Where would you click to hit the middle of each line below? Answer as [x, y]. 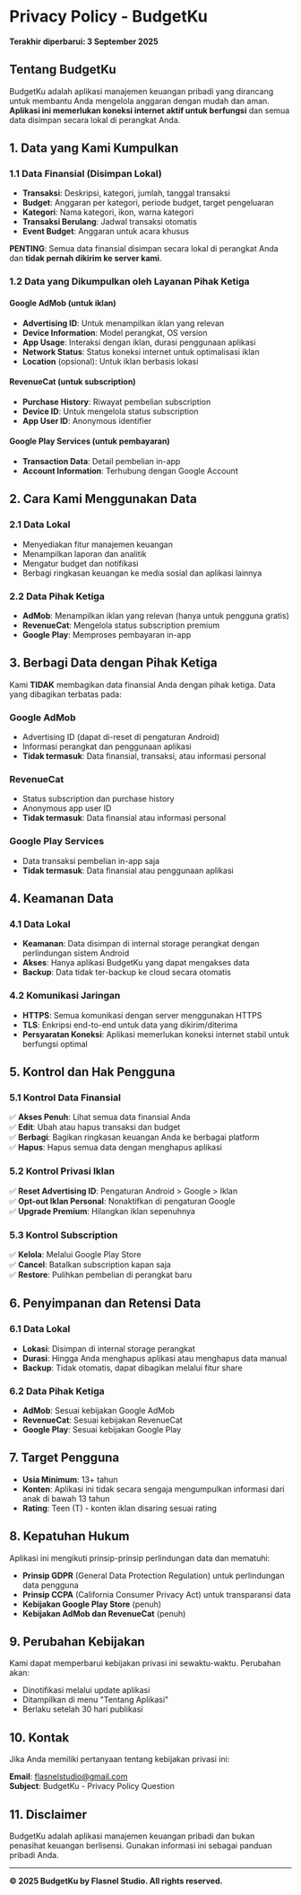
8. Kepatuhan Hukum [69, 1536]
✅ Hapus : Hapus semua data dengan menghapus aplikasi [116, 1148]
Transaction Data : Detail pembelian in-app [101, 461]
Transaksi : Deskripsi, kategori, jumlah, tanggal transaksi [126, 193]
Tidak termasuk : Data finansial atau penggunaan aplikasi [128, 870]
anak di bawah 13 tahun [66, 1498]
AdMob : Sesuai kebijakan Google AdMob [98, 1410]
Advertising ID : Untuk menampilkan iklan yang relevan [123, 323]
